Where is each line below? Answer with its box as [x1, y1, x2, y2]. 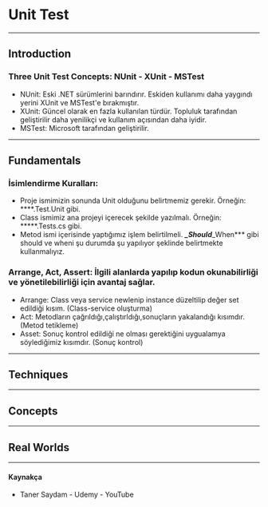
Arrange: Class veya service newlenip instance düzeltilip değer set [19, 295, 239, 304]
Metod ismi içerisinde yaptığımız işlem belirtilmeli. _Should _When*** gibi [19, 230, 259, 240]
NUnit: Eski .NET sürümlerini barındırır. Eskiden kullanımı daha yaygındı [19, 89, 253, 99]
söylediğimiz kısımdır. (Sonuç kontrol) [19, 337, 144, 347]
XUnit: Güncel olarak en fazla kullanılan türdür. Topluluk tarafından [19, 106, 238, 116]
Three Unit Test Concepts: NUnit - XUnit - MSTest [8, 71, 205, 82]
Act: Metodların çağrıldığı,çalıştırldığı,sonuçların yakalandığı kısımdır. [19, 311, 245, 321]
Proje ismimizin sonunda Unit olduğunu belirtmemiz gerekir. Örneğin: [19, 196, 246, 205]
